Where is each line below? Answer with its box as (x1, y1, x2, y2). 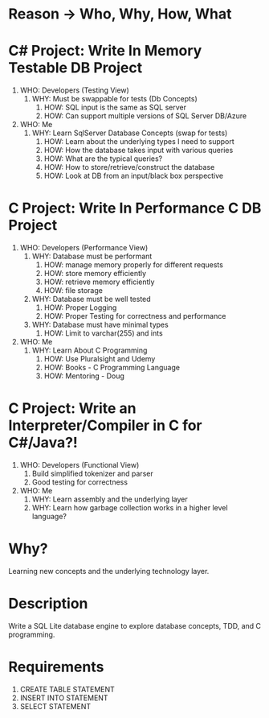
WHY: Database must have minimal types (31, 320, 169, 330)
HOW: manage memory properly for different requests (43, 260, 223, 270)
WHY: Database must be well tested (31, 295, 151, 304)
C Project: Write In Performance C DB (8, 199, 262, 217)
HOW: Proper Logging (43, 303, 117, 312)
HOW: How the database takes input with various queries (43, 146, 234, 155)
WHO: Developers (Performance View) (19, 243, 149, 253)
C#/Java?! (8, 434, 79, 452)
